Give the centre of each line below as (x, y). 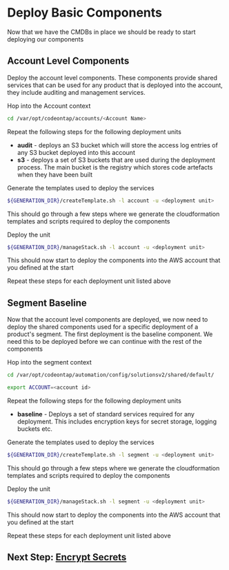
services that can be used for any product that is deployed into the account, (115, 85)
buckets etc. (35, 429)
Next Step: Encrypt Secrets (67, 557)
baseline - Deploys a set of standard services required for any (106, 414)
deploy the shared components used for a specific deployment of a (103, 327)
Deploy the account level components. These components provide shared (112, 77)
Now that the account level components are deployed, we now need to (108, 320)
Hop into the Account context (49, 106)
